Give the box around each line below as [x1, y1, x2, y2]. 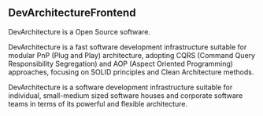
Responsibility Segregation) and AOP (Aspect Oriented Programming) [8, 59, 234, 68]
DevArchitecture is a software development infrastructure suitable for [8, 82, 233, 92]
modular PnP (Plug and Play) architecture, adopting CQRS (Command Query [8, 50, 256, 60]
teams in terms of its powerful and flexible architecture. [8, 99, 187, 108]
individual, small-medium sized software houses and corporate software [8, 90, 243, 100]
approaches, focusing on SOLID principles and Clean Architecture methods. [8, 67, 254, 77]
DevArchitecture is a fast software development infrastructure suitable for [8, 42, 247, 52]
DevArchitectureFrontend [8, 6, 136, 20]
